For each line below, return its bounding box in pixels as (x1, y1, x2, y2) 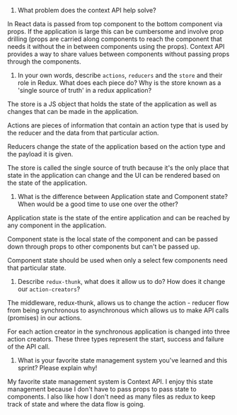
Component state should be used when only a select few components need (7, 256, 228, 264)
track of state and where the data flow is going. (7, 400, 145, 408)
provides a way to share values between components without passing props (7, 50, 230, 58)
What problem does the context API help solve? (17, 6, 157, 14)
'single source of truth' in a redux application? (17, 86, 152, 94)
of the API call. (7, 343, 50, 351)
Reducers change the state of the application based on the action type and (7, 142, 226, 151)
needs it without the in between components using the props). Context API (7, 42, 225, 50)
